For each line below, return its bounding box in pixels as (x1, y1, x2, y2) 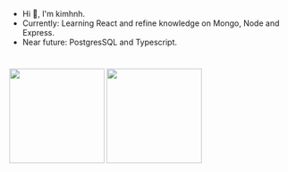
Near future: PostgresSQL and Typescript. (21, 37, 177, 47)
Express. (21, 28, 55, 37)
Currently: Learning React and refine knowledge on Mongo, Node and (21, 18, 280, 29)
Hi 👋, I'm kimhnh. (21, 9, 86, 19)
